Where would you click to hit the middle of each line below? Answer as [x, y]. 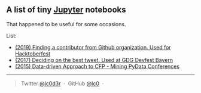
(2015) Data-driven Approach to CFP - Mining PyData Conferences [97, 66]
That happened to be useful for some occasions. [66, 24]
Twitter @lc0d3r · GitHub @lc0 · [62, 83]
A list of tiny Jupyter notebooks [66, 10]
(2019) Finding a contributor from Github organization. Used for [93, 47]
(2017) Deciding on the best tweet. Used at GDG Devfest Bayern [94, 60]
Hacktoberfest [33, 54]
